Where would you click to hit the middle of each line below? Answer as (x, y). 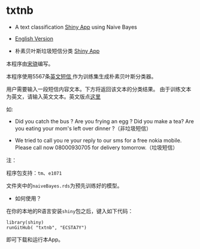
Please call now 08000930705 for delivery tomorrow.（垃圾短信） (96, 147)
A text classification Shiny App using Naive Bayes (76, 27)
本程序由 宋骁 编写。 (30, 63)
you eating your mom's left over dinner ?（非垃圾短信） (83, 128)
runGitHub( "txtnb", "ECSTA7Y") (46, 227)
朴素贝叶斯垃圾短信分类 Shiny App (57, 51)
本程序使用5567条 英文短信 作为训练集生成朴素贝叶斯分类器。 (81, 76)
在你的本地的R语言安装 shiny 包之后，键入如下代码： (70, 211)
